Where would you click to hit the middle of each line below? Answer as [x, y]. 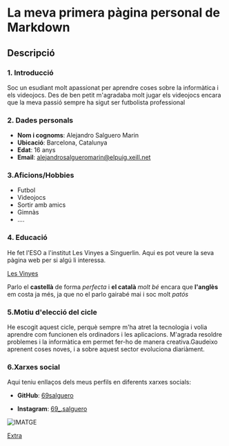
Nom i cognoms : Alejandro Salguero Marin [78, 136]
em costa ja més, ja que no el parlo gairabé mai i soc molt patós [98, 294]
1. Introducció [30, 73]
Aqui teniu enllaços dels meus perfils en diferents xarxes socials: [99, 382]
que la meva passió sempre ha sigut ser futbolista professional [96, 102]
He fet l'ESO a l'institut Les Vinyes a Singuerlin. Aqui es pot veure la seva [111, 252]
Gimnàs [28, 212]
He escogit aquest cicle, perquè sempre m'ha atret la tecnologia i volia [107, 327]
